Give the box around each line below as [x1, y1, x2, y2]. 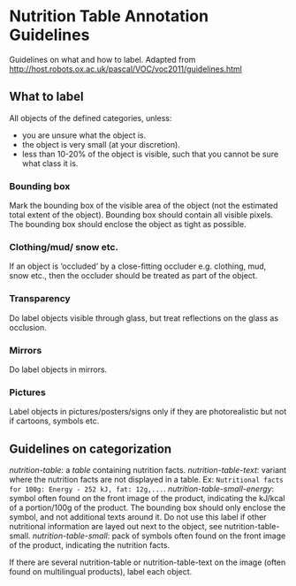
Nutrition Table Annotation [9, 6, 209, 27]
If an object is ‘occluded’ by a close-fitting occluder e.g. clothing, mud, [9, 261, 267, 271]
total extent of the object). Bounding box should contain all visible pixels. [9, 209, 274, 220]
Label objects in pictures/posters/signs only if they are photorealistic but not [9, 407, 287, 417]
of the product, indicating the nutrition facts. [9, 540, 171, 551]
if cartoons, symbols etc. [9, 415, 100, 426]
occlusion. [9, 322, 47, 332]
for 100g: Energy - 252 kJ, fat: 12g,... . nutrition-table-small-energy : [9, 483, 275, 494]
